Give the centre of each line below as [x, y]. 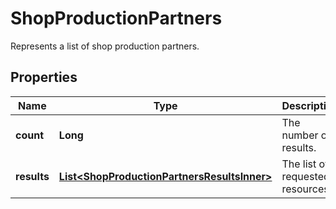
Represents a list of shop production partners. [105, 46]
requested [305, 176]
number [300, 135]
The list [299, 164]
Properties [44, 77]
